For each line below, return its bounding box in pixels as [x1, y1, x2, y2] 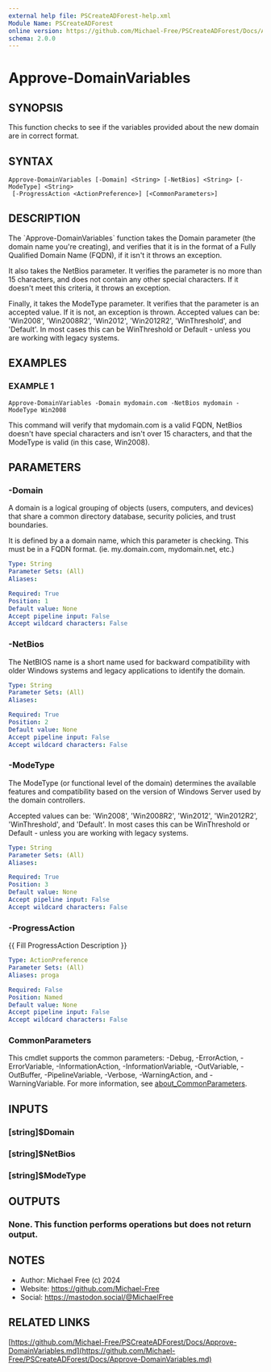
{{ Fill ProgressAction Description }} [8, 940, 127, 950]
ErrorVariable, [8, 1061, 55, 1071]
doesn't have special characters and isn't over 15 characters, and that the [8, 428, 252, 438]
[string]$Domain [8, 1126, 75, 1137]
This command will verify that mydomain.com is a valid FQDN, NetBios [8, 420, 243, 430]
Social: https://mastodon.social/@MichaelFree [19, 1292, 173, 1302]
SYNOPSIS [8, 101, 64, 115]
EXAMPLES [8, 357, 67, 370]
